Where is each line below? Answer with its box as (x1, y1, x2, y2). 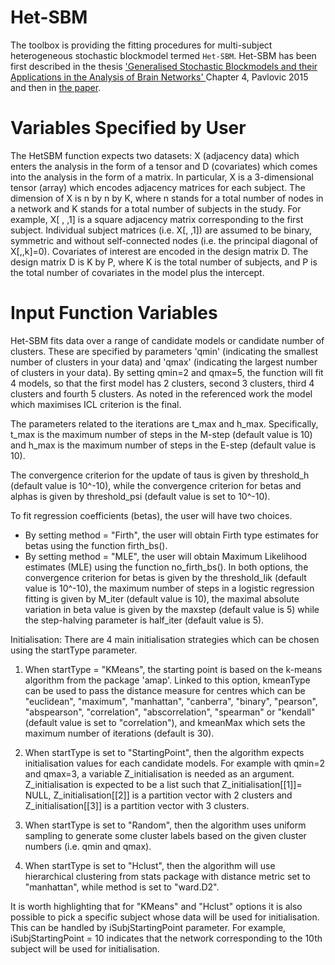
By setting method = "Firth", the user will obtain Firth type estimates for (24, 529, 319, 541)
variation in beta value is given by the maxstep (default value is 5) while (24, 603, 320, 615)
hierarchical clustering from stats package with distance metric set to (24, 870, 311, 882)
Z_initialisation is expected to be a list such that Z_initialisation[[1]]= (24, 778, 303, 790)
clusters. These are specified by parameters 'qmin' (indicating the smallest (10, 345, 318, 357)
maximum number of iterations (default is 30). (24, 727, 215, 739)
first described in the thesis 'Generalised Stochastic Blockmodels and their (10, 60, 318, 72)
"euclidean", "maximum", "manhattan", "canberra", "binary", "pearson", (24, 695, 318, 707)
